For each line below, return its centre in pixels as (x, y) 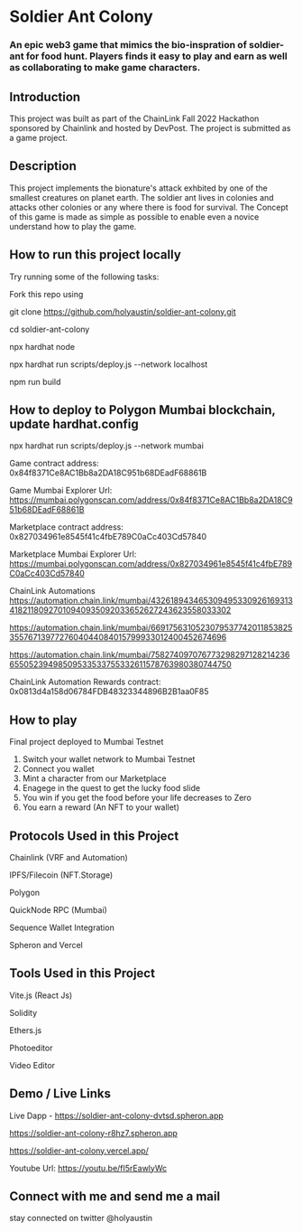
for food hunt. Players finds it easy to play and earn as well (156, 56)
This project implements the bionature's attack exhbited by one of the (139, 188)
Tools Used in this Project (82, 973)
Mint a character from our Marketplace (94, 778)
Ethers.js (26, 1030)
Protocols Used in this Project (94, 836)
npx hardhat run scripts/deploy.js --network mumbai (107, 446)
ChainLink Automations (53, 591)
